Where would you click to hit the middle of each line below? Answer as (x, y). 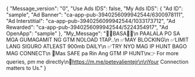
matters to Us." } (26, 68)
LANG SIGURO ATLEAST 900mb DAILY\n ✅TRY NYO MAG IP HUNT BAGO (97, 46)
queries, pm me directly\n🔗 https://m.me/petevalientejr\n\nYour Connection (97, 62)
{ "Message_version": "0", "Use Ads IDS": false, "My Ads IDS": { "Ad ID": (95, 9)
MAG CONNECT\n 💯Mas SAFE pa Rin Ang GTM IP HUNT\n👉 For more (92, 53)
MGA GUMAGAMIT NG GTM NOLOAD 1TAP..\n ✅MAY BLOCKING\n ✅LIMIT (97, 40)
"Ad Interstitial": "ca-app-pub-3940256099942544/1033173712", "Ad (91, 21)
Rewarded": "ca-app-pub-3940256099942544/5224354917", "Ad (87, 27)
